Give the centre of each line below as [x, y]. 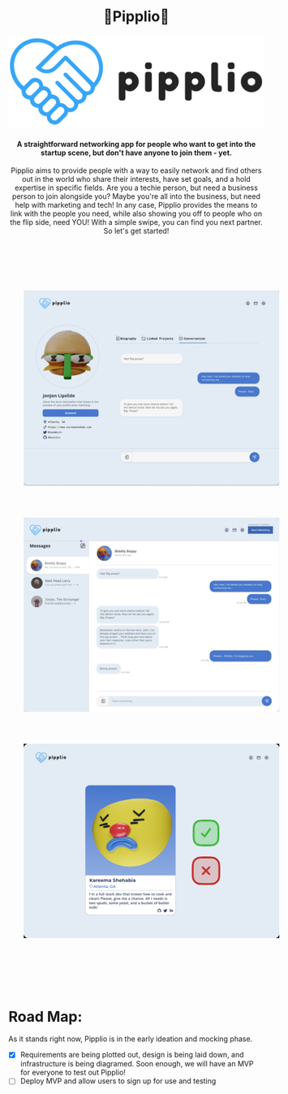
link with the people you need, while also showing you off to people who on [136, 213]
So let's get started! [136, 231]
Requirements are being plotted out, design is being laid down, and [132, 1055]
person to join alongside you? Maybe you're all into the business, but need [136, 196]
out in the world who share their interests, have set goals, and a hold [136, 179]
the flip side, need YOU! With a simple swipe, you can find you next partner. [136, 222]
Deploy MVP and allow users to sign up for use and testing [118, 1081]
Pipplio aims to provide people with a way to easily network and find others [136, 170]
